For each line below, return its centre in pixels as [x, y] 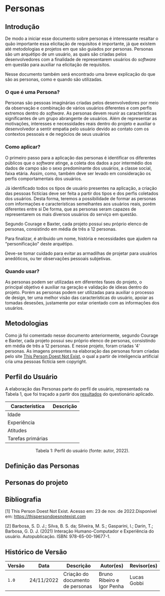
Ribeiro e [109, 580]
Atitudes [17, 430]
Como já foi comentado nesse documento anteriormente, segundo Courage [82, 335]
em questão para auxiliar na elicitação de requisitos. [58, 65]
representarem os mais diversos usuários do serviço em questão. [71, 214]
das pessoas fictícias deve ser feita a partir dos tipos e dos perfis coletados [82, 193]
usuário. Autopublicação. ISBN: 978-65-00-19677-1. [58, 536]
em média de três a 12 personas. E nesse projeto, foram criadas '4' [73, 346]
